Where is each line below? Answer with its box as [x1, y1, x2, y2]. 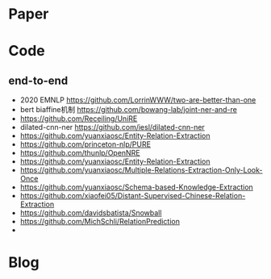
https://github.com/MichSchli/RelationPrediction [19, 217, 180, 227]
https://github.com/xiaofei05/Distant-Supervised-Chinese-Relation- [19, 191, 246, 201]
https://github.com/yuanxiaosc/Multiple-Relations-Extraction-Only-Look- [19, 165, 263, 175]
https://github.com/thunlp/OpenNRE [19, 148, 140, 158]
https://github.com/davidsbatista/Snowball [19, 208, 162, 218]
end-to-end [8, 73, 69, 87]
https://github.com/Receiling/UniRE [19, 114, 138, 123]
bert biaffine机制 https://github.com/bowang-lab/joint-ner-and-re [19, 105, 238, 115]
